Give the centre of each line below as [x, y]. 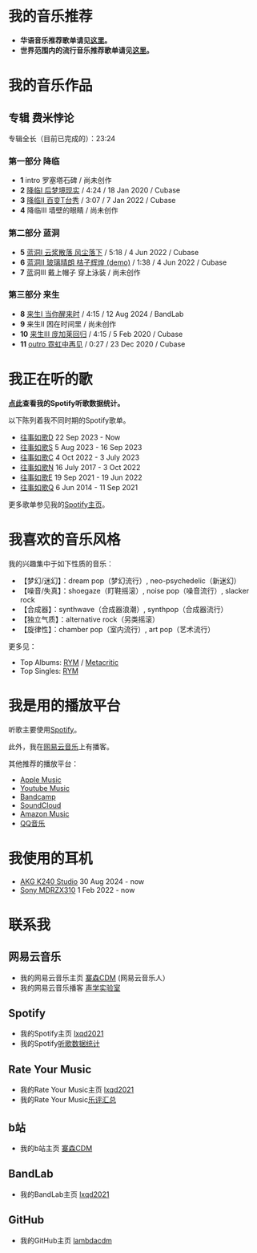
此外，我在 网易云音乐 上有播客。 [61, 746]
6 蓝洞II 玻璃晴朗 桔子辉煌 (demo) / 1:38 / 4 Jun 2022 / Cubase [123, 262]
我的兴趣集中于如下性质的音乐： [61, 563]
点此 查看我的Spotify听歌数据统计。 [66, 403]
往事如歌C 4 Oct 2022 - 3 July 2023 [80, 457]
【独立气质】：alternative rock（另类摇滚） [90, 619]
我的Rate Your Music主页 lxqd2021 [77, 1090]
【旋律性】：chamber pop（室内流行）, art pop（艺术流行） [117, 629]
